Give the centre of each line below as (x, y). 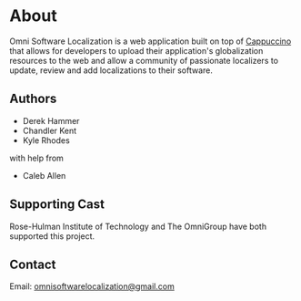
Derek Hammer (51, 120)
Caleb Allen (44, 175)
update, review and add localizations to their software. (111, 70)
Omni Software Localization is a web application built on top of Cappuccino (150, 41)
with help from (36, 158)
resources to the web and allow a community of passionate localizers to (144, 60)
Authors (33, 99)
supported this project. (52, 236)
